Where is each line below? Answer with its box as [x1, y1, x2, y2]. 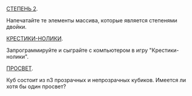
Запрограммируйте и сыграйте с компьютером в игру [6, 46, 148, 54]
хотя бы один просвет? [6, 83, 66, 90]
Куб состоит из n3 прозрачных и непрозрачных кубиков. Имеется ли [6, 77, 187, 83]
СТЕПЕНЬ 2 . [6, 5, 38, 12]
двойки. [6, 24, 27, 30]
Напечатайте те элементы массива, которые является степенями [6, 17, 177, 24]
